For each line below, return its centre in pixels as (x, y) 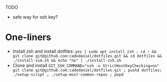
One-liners (28, 37)
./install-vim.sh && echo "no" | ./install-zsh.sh (67, 60)
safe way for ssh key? (35, 17)
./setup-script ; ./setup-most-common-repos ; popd (68, 74)
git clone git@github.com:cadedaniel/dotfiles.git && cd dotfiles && (87, 56)
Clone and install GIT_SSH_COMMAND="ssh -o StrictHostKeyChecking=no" (86, 65)
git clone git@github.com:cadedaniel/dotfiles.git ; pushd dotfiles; (87, 70)
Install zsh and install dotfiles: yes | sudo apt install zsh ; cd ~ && (85, 51)
